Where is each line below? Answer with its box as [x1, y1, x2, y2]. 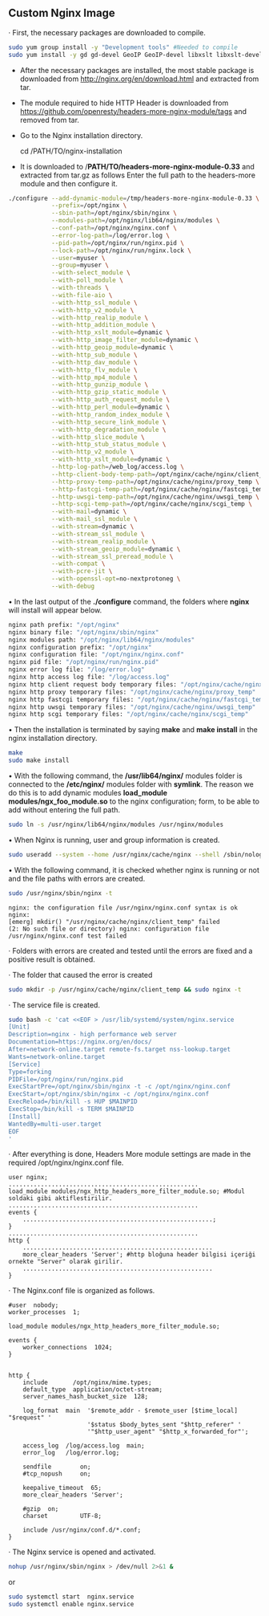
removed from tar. [19, 115, 80, 124]
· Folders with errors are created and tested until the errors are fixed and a [8, 946, 253, 955]
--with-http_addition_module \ [50, 321, 156, 329]
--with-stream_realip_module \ [50, 537, 156, 545]
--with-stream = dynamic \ [50, 523, 134, 531]
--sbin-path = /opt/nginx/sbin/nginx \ [50, 209, 178, 218]
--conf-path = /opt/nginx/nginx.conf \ [50, 224, 178, 232]
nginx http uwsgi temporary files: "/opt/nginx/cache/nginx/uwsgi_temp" [8, 702, 256, 711]
